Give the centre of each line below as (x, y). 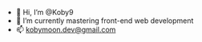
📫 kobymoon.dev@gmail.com (66, 29)
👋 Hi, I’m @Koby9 (44, 12)
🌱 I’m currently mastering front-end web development (105, 21)
